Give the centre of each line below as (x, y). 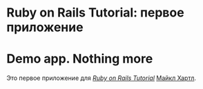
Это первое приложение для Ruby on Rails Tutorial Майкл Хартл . (101, 78)
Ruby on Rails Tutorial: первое (95, 13)
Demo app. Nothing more (80, 59)
